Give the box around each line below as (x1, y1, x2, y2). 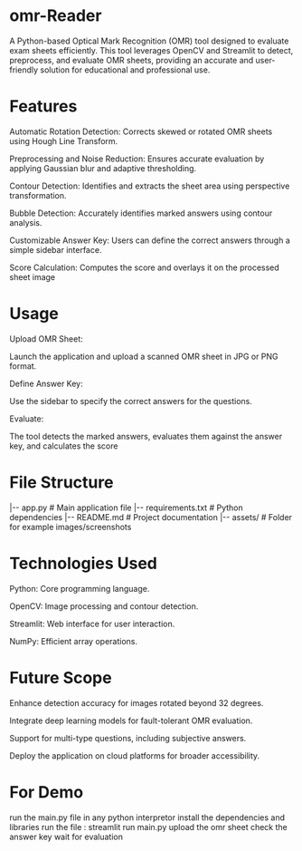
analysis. (9, 217, 42, 227)
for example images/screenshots (9, 521, 132, 532)
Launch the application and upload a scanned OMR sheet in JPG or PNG (9, 351, 278, 362)
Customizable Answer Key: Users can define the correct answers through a (9, 235, 291, 246)
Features (9, 96, 78, 117)
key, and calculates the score (9, 440, 118, 451)
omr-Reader (9, 5, 102, 26)
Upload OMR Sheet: (9, 333, 83, 344)
